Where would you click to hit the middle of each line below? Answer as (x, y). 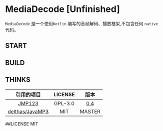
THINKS (18, 80)
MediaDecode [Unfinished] (62, 9)
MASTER (90, 112)
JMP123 (28, 103)
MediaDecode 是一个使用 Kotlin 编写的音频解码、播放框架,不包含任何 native (82, 23)
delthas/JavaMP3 (28, 112)
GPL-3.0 (64, 103)
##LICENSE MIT (22, 124)
